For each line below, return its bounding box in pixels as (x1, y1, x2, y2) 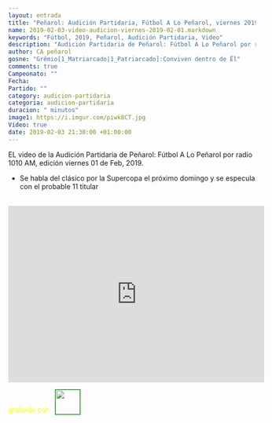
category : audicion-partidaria (8, 92, 111, 100)
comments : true (8, 63, 58, 71)
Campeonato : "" (8, 70, 58, 78)
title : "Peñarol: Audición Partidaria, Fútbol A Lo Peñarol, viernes (8, 19, 241, 27)
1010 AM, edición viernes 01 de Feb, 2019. (8, 158, 144, 167)
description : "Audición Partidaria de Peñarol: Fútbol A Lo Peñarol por (8, 41, 252, 49)
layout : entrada (8, 11, 61, 20)
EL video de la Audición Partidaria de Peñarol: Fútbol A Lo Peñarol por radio (8, 150, 253, 159)
